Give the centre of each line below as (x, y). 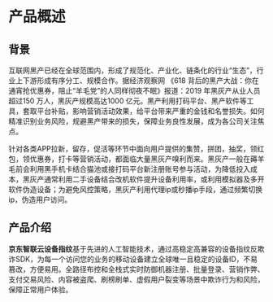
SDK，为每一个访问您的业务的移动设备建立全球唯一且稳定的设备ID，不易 (136, 259)
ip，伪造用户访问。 (40, 199)
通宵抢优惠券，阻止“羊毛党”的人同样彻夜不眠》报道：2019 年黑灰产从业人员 (135, 91)
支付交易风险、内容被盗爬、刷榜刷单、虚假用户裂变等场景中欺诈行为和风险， (136, 279)
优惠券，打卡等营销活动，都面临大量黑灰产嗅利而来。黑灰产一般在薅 (143, 159)
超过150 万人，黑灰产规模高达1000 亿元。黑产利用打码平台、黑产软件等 (128, 101)
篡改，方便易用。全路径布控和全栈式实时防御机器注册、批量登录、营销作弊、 (136, 269)
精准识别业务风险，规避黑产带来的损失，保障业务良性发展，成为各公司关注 (133, 121)
